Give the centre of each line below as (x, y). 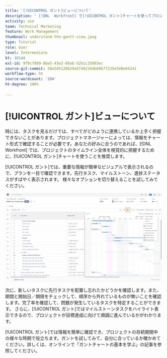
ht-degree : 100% (22, 84)
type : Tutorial (21, 42)
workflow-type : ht (24, 74)
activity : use (20, 21)
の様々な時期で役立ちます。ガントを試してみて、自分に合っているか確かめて (83, 338)
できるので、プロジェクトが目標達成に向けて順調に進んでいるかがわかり (83, 315)
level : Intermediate (27, 52)
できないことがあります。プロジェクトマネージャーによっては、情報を (77, 137)
